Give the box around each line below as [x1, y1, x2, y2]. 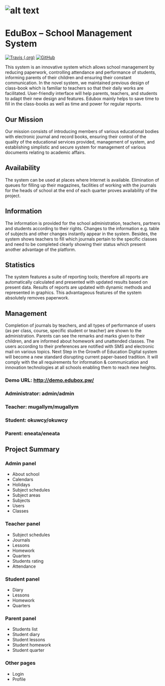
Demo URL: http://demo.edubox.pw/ [5, 377, 95, 384]
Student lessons [12, 637, 45, 643]
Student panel [5, 576, 40, 583]
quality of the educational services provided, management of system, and [5, 139, 155, 145]
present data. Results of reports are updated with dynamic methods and [5, 285, 151, 291]
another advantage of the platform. [5, 246, 76, 252]
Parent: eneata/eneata [5, 430, 60, 437]
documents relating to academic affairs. [5, 149, 86, 155]
